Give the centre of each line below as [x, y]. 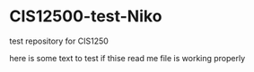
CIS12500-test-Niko [86, 16]
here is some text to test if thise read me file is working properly [127, 58]
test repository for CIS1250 [59, 41]
